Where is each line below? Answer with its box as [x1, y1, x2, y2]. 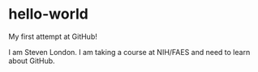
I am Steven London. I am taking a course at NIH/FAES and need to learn [8, 47, 251, 57]
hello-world [8, 5, 89, 23]
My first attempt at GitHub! [8, 32, 97, 41]
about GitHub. [8, 56, 55, 66]
